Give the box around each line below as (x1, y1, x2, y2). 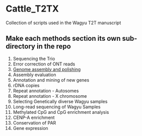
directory (6, 42, 36, 51)
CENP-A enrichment (13, 114, 55, 120)
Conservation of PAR (13, 119, 57, 126)
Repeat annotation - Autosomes (13, 88, 79, 94)
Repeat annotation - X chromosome (13, 93, 87, 99)
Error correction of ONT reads (13, 61, 75, 67)
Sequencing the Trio (13, 55, 55, 61)
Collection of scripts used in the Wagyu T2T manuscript (6, 20, 121, 26)
